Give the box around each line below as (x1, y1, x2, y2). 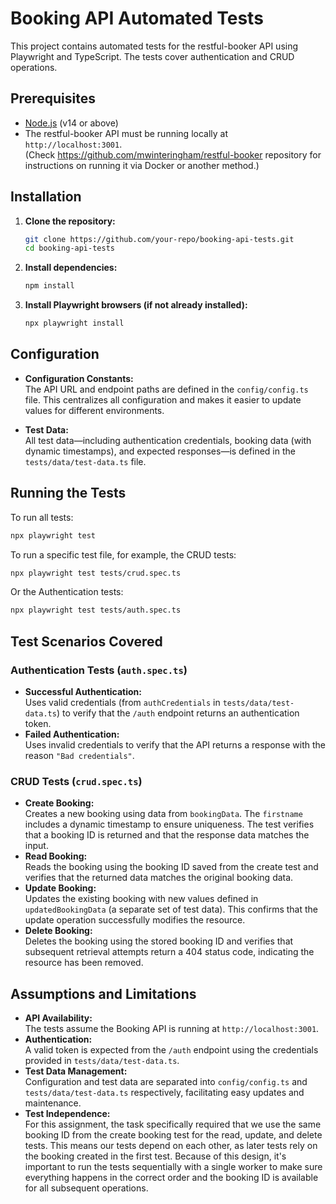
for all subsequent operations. (24, 1182, 149, 1194)
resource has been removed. (24, 957, 144, 969)
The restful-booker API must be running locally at (24, 127, 229, 139)
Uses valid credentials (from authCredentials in (24, 697, 221, 708)
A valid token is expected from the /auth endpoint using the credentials (24, 1044, 319, 1056)
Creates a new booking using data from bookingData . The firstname (24, 808, 303, 820)
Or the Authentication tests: (10, 586, 124, 598)
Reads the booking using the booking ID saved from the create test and (24, 861, 319, 873)
